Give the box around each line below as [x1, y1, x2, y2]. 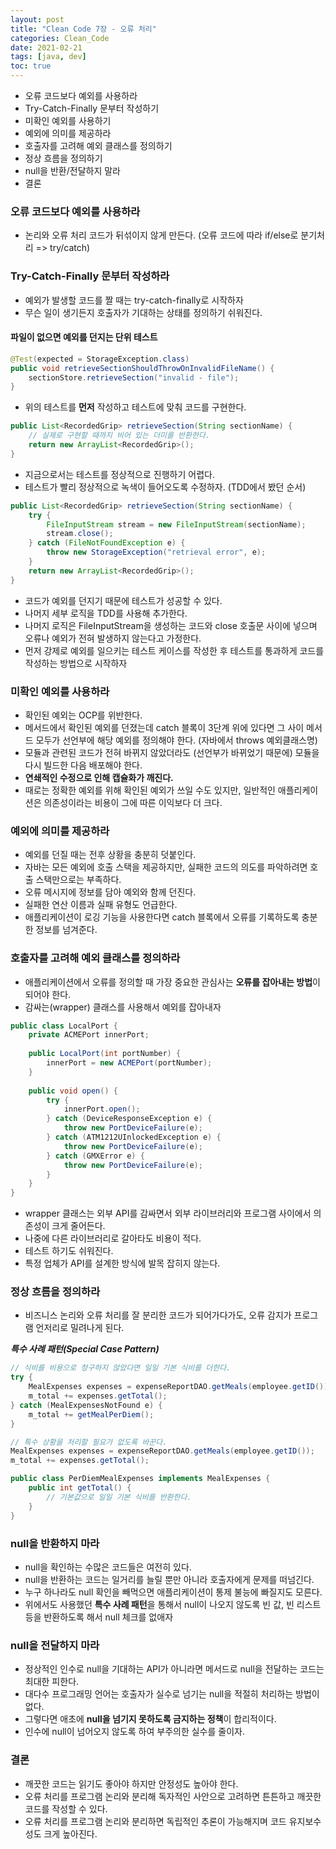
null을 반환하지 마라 [10, 1536, 100, 1550]
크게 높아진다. [43, 1827, 98, 1840]
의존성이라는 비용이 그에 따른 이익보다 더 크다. [43, 796, 223, 808]
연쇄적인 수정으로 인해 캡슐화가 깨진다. [24, 771, 174, 783]
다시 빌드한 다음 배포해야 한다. [24, 759, 143, 771]
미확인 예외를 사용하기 [24, 115, 112, 126]
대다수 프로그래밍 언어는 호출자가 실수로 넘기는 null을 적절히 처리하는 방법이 [24, 1688, 320, 1700]
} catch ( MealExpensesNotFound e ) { [10, 1400, 163, 1410]
